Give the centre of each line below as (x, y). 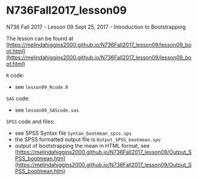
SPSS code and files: (30, 121)
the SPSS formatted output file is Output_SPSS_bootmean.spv (88, 139)
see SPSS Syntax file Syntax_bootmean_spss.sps (73, 133)
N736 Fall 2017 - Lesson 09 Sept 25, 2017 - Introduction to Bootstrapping (96, 27)
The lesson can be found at (40, 38)
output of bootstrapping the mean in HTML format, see (82, 145)
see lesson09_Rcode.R (41, 86)
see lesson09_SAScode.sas (47, 110)
